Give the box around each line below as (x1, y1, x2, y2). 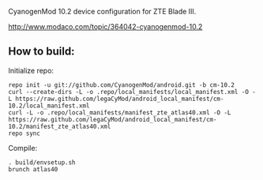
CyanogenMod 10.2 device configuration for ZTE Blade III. (8, 7, 197, 16)
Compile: (8, 143, 38, 152)
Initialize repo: (8, 66, 54, 75)
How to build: (8, 45, 75, 58)
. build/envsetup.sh (8, 158, 77, 167)
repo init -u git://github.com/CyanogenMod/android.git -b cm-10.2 (8, 81, 235, 89)
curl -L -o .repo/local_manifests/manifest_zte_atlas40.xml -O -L (8, 108, 231, 117)
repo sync (8, 129, 41, 137)
